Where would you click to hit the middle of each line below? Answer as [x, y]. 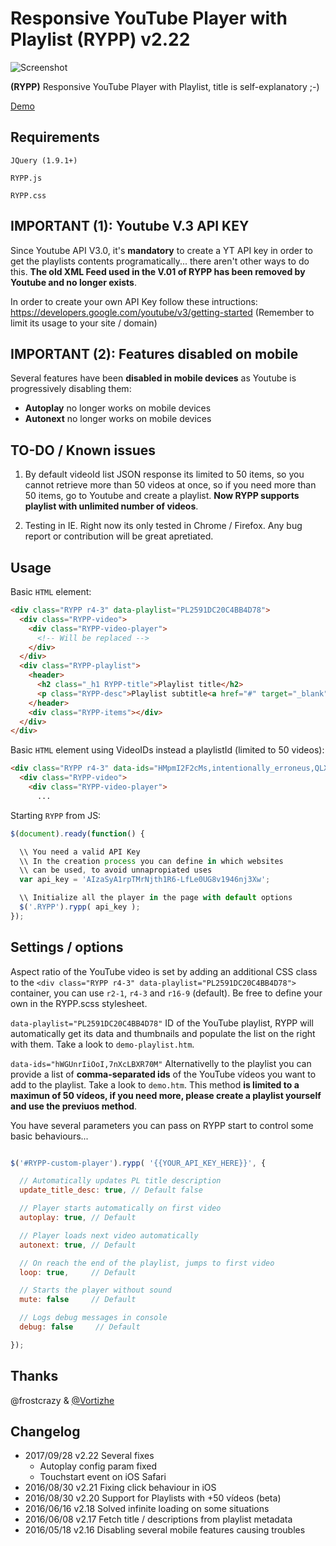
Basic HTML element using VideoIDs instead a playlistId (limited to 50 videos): [167, 750]
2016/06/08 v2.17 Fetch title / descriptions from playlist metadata [158, 1519]
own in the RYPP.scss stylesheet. [79, 1003]
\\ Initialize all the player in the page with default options [156, 898]
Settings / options [67, 947]
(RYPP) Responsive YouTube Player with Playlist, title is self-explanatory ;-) [165, 86]
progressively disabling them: [71, 389]
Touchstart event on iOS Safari [103, 1477]
